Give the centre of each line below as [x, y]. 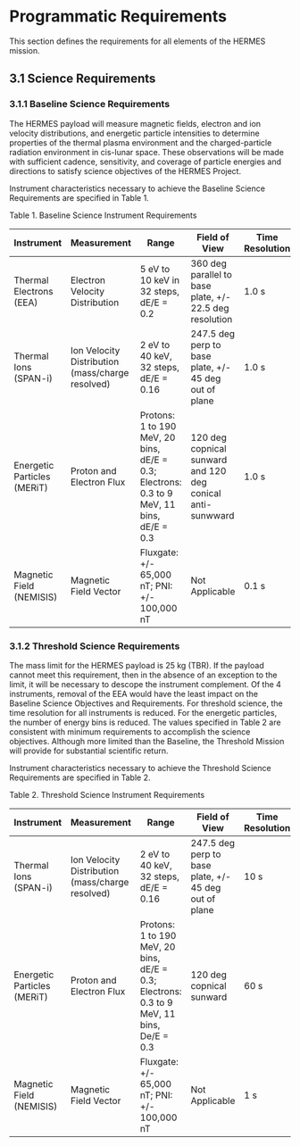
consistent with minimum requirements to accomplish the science [130, 731]
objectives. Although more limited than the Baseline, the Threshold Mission [147, 741]
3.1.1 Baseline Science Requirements [90, 104]
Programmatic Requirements [118, 17]
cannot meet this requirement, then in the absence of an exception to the [144, 675]
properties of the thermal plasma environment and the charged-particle [141, 142]
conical [206, 493]
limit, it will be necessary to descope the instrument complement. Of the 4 [145, 684]
